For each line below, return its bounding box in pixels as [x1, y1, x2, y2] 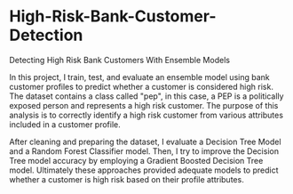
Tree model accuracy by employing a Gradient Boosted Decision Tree [9, 155, 264, 166]
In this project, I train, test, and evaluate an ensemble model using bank [9, 71, 270, 82]
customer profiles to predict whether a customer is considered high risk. [9, 81, 273, 92]
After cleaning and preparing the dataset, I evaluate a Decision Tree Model [9, 136, 281, 147]
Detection [9, 25, 83, 45]
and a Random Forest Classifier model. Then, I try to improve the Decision [9, 145, 280, 157]
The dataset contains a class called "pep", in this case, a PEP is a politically [9, 91, 284, 101]
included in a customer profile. [9, 118, 122, 130]
